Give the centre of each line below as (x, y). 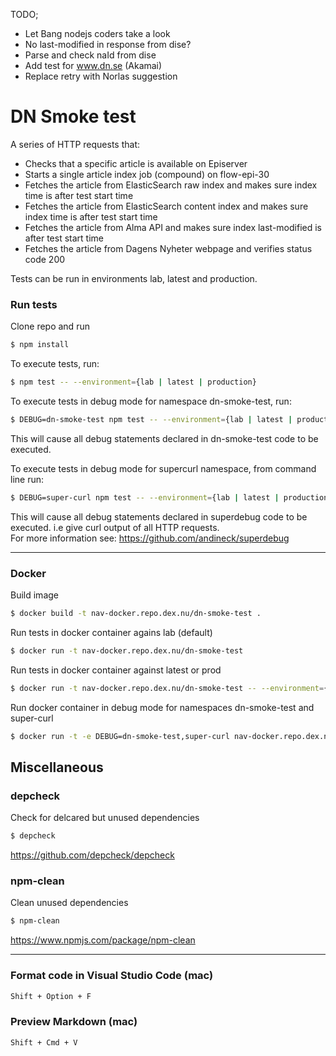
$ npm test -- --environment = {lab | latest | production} (133, 382)
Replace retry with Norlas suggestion (101, 76)
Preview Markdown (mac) (74, 1022)
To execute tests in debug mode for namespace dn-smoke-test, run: (151, 401)
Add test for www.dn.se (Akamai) (93, 65)
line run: (27, 479)
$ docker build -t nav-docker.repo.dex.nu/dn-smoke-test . (136, 614)
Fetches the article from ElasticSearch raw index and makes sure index (171, 185)
